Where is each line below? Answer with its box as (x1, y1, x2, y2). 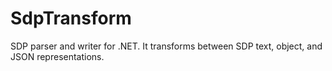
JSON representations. (10, 50, 105, 62)
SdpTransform (10, 7, 132, 30)
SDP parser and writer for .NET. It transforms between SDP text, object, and (10, 40, 323, 52)
